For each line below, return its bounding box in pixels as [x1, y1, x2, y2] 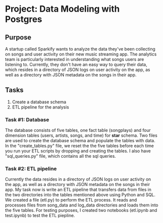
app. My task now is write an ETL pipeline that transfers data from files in [5, 186, 152, 193]
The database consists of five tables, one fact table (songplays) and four [5, 128, 151, 133]
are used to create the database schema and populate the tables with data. [5, 138, 156, 144]
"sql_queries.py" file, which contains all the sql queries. [5, 153, 116, 159]
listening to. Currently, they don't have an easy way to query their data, [5, 62, 147, 67]
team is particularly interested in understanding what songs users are [5, 56, 145, 62]
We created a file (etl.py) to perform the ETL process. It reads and [5, 197, 137, 203]
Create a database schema [12, 99, 67, 105]
